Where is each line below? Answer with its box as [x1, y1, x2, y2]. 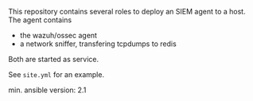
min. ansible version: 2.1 [8, 85, 87, 95]
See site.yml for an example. [8, 70, 105, 79]
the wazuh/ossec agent [19, 31, 98, 40]
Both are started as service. [8, 55, 99, 64]
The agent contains [8, 15, 72, 25]
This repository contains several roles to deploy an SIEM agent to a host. [8, 7, 246, 16]
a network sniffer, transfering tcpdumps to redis [19, 39, 177, 49]
